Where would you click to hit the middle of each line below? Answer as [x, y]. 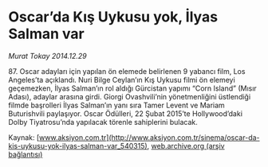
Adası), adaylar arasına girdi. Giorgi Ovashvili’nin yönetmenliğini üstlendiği [130, 96]
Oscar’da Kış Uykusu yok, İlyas [113, 17]
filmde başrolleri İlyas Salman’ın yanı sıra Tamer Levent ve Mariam [116, 105]
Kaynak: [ [24, 137]
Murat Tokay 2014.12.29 [47, 56]
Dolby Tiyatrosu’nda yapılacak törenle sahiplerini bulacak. [103, 122]
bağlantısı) [26, 154]
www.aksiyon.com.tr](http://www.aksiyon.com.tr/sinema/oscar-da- [150, 137]
